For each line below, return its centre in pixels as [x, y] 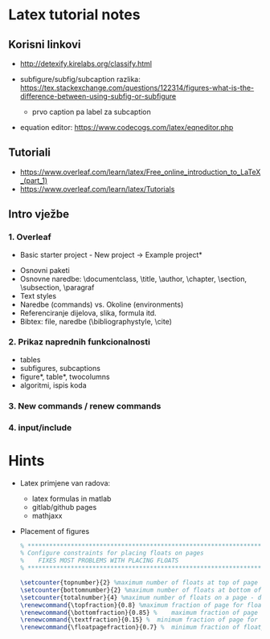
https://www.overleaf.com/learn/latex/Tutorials [97, 189]
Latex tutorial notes [74, 15]
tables [30, 360]
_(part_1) [34, 180]
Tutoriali [29, 153]
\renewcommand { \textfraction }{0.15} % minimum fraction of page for [139, 620]
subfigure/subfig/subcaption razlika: [80, 79]
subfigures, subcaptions [60, 368]
